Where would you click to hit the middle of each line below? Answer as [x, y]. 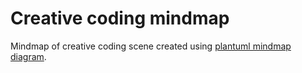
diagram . [28, 56]
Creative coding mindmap [120, 18]
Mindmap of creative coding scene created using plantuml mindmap [151, 46]
